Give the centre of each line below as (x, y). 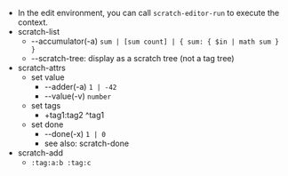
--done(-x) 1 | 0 (75, 134)
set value (48, 77)
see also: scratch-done (87, 143)
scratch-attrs (42, 68)
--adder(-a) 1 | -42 (80, 87)
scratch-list (39, 32)
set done (47, 124)
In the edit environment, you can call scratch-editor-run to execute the (148, 13)
